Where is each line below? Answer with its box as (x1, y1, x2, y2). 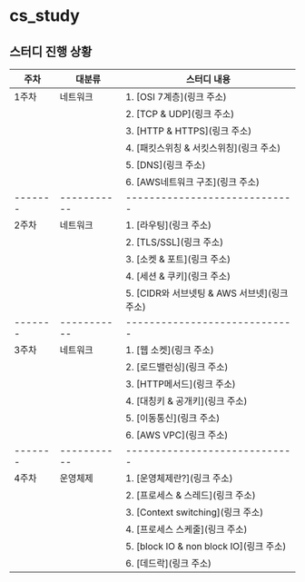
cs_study (9, 5, 80, 26)
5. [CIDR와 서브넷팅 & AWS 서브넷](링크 (125, 287, 289, 300)
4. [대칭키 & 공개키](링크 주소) (125, 395, 248, 407)
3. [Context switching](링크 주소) (125, 506, 264, 518)
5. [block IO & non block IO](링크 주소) (125, 540, 287, 552)
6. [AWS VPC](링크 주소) (125, 429, 229, 441)
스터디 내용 (185, 74, 231, 85)
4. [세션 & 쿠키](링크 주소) (125, 270, 231, 282)
